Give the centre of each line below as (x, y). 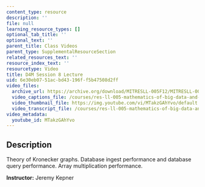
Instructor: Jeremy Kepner (40, 178)
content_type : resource (37, 12)
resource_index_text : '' (38, 63)
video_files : (23, 86)
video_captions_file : (39, 97)
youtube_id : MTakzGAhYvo (43, 120)
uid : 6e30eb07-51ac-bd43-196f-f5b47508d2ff (63, 80)
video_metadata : (27, 114)
